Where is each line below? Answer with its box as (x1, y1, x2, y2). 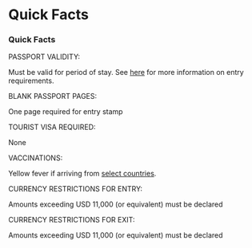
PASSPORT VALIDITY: (8, 52, 81, 61)
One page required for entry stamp (8, 107, 123, 116)
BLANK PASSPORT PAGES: (8, 92, 98, 101)
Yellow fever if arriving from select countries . (8, 169, 157, 179)
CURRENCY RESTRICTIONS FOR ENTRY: (8, 184, 142, 194)
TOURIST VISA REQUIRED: (8, 122, 96, 132)
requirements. (8, 76, 54, 85)
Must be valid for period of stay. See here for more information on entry (8, 68, 244, 77)
